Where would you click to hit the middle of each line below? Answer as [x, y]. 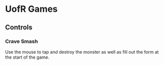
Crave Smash [22, 41]
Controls [19, 27]
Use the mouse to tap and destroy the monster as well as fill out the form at [82, 52]
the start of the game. [27, 57]
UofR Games [31, 9]
